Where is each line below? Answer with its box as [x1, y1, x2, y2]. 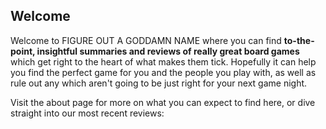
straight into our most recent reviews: [10, 107, 165, 119]
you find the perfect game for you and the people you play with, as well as [10, 66, 317, 78]
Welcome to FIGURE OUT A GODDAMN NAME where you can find [10, 34, 282, 46]
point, [10, 45, 36, 57]
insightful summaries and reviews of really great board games [36, 45, 300, 57]
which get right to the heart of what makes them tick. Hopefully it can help [10, 55, 317, 68]
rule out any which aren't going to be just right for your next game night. [10, 77, 308, 89]
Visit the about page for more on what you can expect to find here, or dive [10, 96, 316, 108]
